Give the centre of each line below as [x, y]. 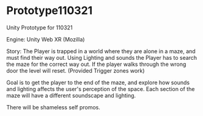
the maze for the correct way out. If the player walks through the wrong [96, 64]
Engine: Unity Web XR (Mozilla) [46, 39]
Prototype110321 [50, 11]
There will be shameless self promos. [54, 107]
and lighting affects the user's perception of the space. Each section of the [101, 89]
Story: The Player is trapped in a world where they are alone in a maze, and [101, 51]
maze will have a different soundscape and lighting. [71, 95]
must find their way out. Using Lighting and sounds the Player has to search [102, 57]
